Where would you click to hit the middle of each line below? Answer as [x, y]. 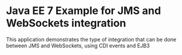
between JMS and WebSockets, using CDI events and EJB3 [78, 46]
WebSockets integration [66, 23]
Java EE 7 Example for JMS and [84, 11]
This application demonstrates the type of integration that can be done [91, 39]
